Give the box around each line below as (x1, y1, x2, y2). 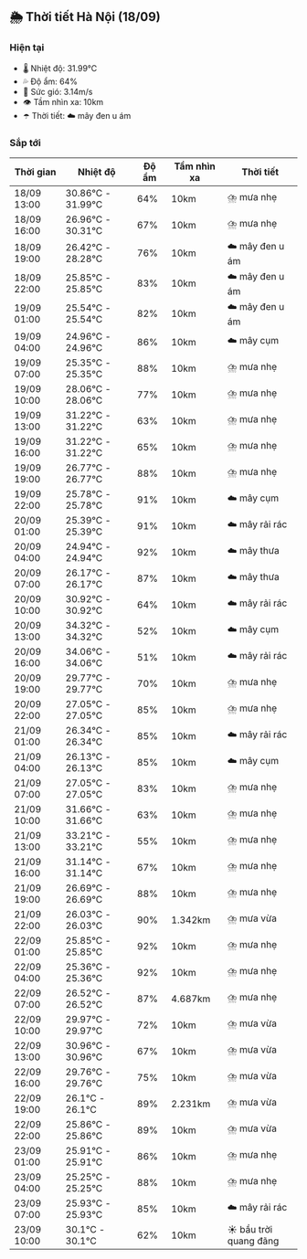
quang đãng (227, 1234, 280, 1247)
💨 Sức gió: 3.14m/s (22, 86, 93, 97)
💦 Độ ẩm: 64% (22, 76, 79, 87)
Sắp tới (9, 136, 41, 149)
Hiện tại (9, 41, 45, 54)
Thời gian (14, 165, 57, 178)
